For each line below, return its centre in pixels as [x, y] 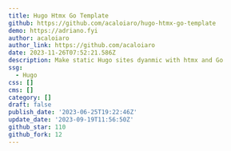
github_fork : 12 [35, 134]
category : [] [30, 97]
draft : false [30, 105]
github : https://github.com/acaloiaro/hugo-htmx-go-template [112, 23]
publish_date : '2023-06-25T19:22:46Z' [73, 113]
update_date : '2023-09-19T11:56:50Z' [71, 120]
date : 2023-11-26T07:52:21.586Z [62, 53]
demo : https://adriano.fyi [53, 30]
